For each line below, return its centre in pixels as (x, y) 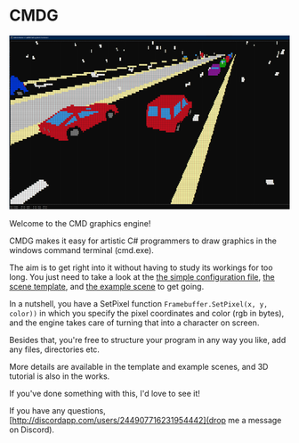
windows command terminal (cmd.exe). (81, 250)
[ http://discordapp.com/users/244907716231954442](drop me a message (145, 421)
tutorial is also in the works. (60, 376)
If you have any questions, (57, 411)
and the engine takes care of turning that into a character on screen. (134, 323)
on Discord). (32, 430)
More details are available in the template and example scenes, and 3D (139, 367)
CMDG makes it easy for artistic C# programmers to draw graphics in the (143, 241)
